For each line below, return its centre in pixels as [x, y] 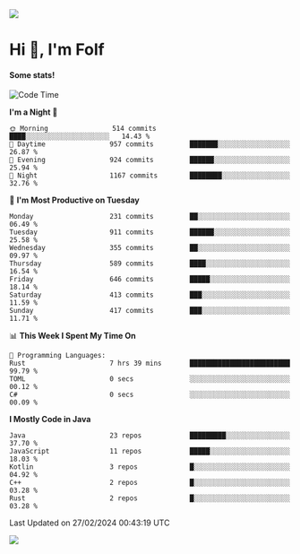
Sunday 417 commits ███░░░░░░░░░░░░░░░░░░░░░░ [150, 311]
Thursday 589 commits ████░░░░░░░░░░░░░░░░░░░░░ [150, 264]
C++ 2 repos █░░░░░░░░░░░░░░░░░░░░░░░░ [150, 483]
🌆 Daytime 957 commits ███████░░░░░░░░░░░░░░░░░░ [150, 144]
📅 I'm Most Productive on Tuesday [75, 200]
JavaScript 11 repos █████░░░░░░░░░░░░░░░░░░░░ [150, 452]
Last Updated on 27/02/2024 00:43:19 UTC [90, 523]
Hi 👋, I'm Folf [57, 50]
